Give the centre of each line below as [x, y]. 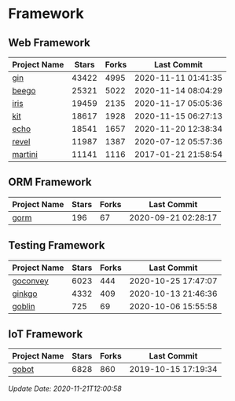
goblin [24, 306]
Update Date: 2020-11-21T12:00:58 [65, 388]
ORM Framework [50, 182]
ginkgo [25, 293]
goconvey [31, 281]
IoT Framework [46, 334]
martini [25, 154]
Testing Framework [57, 245]
